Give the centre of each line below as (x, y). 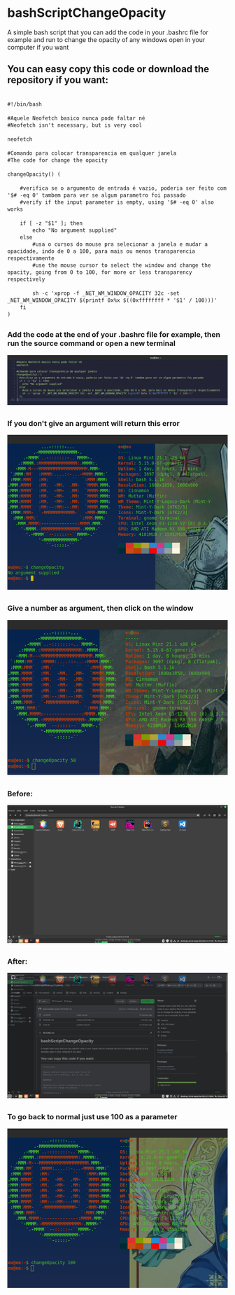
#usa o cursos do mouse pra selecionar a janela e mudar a (120, 244)
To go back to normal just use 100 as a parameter (92, 1117)
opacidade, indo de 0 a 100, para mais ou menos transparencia (101, 251)
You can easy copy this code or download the (108, 69)
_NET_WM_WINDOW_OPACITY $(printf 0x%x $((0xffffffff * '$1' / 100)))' (112, 300)
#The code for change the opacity (58, 160)
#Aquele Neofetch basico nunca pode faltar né (76, 118)
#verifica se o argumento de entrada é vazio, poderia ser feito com (123, 188)
